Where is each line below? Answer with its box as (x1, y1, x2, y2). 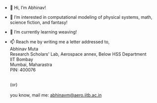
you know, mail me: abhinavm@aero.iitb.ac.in (9, 92, 102, 98)
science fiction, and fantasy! (9, 20, 68, 25)
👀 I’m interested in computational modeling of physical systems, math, (9, 14, 153, 20)
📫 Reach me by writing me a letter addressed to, (9, 39, 110, 44)
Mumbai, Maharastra (9, 62, 52, 68)
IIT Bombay (9, 57, 34, 62)
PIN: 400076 (9, 67, 36, 72)
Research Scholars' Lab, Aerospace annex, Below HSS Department (9, 51, 147, 57)
